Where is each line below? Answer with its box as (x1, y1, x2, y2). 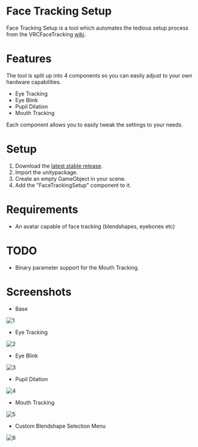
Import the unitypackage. (14, 168, 78, 176)
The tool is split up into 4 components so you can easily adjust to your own (6, 71, 193, 79)
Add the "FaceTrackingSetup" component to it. (14, 181, 132, 189)
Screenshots (6, 285, 72, 299)
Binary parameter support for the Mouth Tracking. (14, 264, 139, 271)
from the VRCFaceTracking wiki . (6, 30, 86, 38)
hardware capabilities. (6, 78, 62, 85)
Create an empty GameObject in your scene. (14, 175, 126, 182)
